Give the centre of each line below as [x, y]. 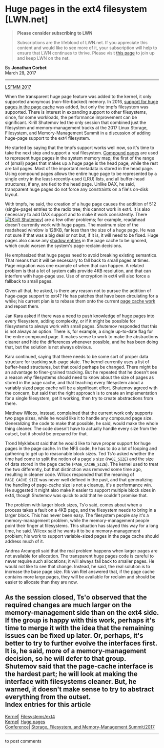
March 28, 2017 [21, 73]
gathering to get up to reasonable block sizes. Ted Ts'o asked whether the [80, 453]
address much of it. [25, 541]
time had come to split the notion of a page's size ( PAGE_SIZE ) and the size [79, 459]
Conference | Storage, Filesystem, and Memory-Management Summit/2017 [80, 727]
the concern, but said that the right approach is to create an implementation [81, 393]
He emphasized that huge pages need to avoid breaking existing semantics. [81, 255]
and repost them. [22, 306]
